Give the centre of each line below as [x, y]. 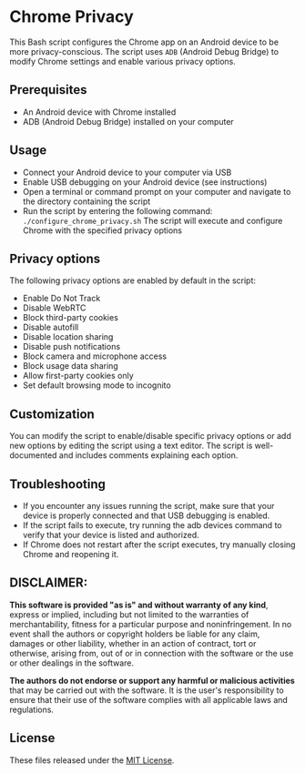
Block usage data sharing [70, 366]
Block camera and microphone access [94, 356]
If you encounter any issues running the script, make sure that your [148, 506]
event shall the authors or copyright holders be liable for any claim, [135, 634]
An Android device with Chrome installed [99, 112]
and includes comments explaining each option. [148, 455]
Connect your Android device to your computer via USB [127, 172]
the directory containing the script [86, 201]
